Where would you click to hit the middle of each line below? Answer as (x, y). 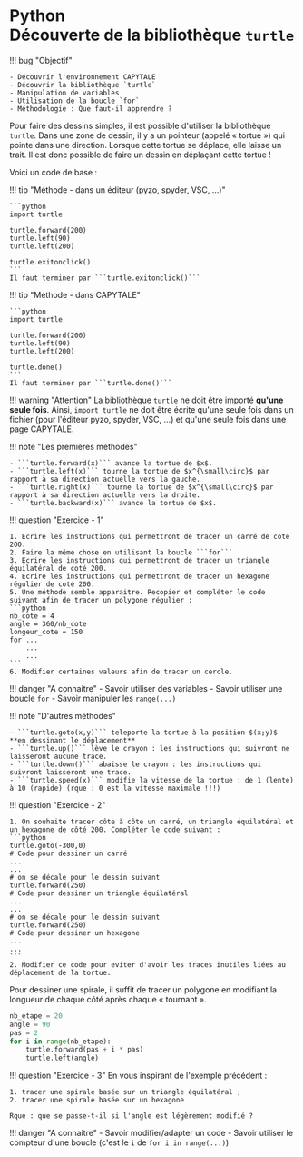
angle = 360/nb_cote (49, 623)
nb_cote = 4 (32, 616)
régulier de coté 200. (52, 584)
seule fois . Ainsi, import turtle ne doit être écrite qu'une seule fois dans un (152, 409)
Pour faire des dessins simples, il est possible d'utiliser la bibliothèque (140, 125)
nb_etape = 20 (36, 1016)
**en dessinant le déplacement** (73, 740)
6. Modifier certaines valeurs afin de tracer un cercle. (121, 672)
